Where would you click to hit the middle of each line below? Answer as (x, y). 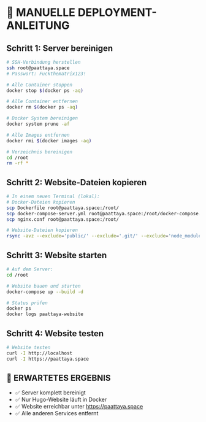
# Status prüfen (27, 303)
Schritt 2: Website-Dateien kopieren (77, 182)
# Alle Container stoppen (39, 85)
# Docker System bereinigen (42, 118)
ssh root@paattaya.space (38, 68)
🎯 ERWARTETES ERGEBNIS (59, 378)
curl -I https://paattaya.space (48, 359)
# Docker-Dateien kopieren (41, 202)
